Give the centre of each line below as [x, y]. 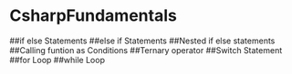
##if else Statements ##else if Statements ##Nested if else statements [142, 41]
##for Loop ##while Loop [57, 60]
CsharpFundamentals [94, 16]
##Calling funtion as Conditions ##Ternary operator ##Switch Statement [146, 50]
